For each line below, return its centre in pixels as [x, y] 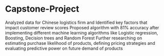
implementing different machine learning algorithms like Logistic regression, [82, 33]
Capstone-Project [42, 9]
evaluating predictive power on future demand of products [64, 48]
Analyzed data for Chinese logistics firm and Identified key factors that [76, 22]
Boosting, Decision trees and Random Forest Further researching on [74, 38]
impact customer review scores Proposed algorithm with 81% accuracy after [82, 27]
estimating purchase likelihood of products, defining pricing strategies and [80, 43]
